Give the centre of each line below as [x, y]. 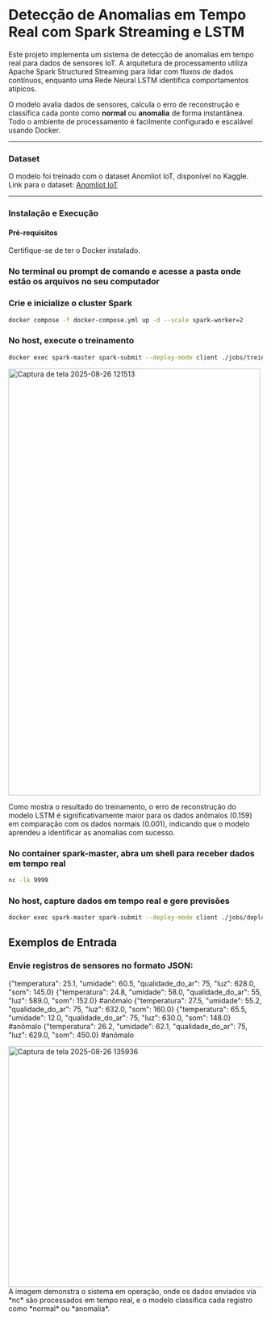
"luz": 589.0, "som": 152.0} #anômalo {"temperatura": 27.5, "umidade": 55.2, [135, 1000]
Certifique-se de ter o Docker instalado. [75, 250]
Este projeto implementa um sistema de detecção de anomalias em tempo [131, 54]
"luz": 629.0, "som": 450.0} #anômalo [71, 1035]
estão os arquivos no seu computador [84, 282]
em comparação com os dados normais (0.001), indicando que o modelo [129, 824]
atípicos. [23, 88]
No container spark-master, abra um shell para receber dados [132, 853]
